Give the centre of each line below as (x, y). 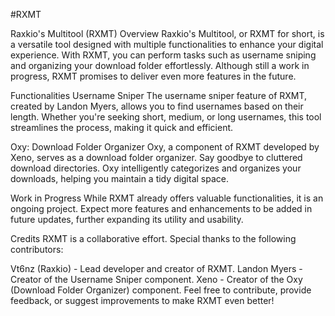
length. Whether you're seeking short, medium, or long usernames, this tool (166, 117)
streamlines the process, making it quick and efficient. (122, 127)
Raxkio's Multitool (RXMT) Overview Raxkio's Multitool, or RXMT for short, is (167, 33)
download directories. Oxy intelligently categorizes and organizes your (156, 168)
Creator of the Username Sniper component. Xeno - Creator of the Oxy (156, 279)
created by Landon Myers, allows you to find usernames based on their (157, 106)
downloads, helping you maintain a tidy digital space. (119, 178)
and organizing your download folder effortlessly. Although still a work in (160, 65)
